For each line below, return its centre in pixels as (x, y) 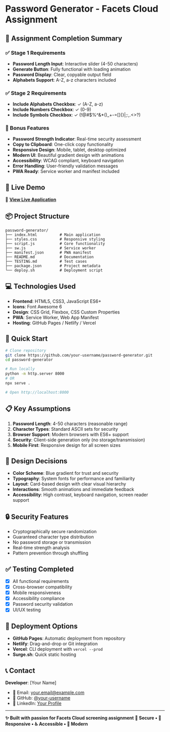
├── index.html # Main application (53, 235)
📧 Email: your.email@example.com (48, 692)
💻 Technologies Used (40, 286)
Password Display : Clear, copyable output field (62, 75)
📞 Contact (20, 670)
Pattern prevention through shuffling (50, 553)
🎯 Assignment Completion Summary (64, 38)
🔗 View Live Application (31, 200)
